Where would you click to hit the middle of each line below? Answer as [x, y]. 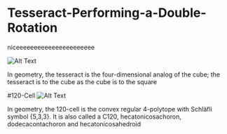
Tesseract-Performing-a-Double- [107, 13]
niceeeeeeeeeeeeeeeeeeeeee [51, 47]
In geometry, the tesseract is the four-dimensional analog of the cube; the [114, 74]
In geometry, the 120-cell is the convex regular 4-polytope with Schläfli [110, 109]
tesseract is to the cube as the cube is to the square [82, 81]
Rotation [33, 28]
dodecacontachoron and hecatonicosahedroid [74, 123]
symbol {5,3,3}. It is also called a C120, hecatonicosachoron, [95, 116]
